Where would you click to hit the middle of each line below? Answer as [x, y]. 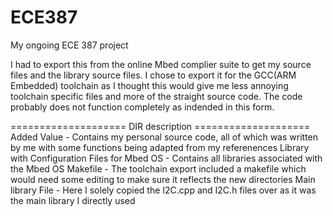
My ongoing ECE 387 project [69, 45]
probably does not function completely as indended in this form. [142, 107]
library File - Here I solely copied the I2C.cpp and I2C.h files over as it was [163, 190]
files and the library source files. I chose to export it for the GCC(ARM [153, 75]
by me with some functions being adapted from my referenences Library [160, 147]
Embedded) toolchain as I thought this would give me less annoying [149, 85]
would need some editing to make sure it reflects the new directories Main [163, 179]
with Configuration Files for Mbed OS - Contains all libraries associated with [166, 158]
